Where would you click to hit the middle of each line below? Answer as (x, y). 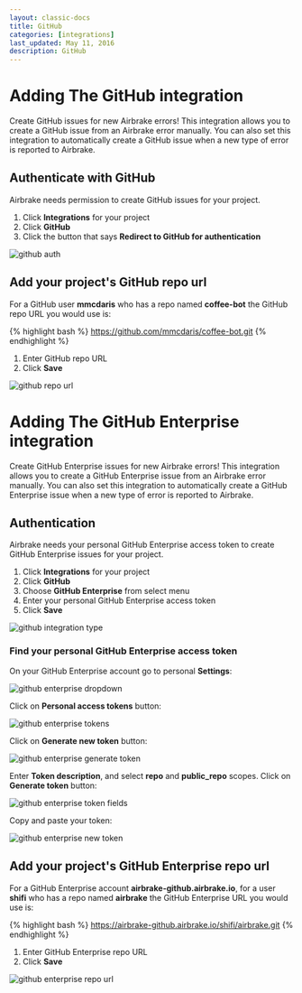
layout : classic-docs (50, 18)
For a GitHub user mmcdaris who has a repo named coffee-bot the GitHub (149, 304)
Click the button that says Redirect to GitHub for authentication (142, 237)
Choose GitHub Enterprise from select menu (106, 591)
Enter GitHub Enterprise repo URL (85, 951)
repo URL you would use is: (60, 313)
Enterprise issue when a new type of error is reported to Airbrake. (132, 495)
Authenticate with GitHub (82, 178)
